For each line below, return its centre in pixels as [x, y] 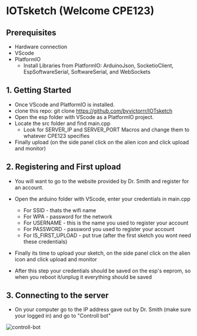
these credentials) [45, 241]
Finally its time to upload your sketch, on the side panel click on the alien [103, 253]
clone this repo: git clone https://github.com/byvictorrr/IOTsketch [94, 111]
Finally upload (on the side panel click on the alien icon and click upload [102, 142]
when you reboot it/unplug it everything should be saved [83, 277]
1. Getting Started [39, 90]
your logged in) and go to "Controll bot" [63, 316]
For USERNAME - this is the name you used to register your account [106, 223]
